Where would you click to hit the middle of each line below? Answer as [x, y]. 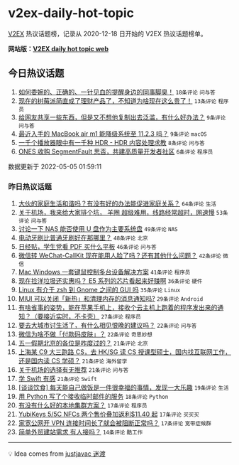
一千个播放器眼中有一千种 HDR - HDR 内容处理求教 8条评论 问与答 [111, 142]
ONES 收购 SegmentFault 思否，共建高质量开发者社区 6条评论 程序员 [116, 151]
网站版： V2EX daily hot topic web [59, 48]
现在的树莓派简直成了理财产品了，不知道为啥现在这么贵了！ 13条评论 [117, 100]
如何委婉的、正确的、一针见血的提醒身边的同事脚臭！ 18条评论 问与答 [117, 92]
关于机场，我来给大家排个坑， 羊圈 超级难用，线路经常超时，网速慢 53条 [123, 213]
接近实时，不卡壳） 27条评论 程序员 [92, 316]
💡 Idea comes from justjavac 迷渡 [57, 454]
